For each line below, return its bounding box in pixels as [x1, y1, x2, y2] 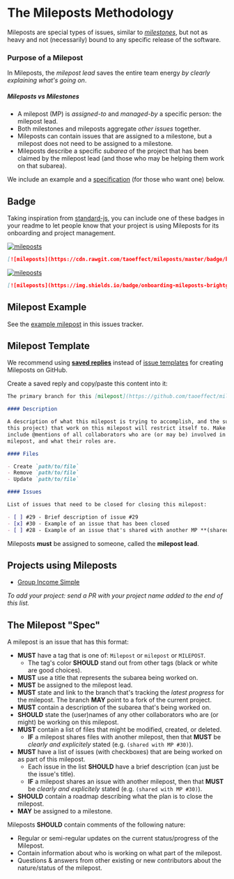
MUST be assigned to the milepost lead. [17, 681, 133, 689]
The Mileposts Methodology [7, 5, 174, 21]
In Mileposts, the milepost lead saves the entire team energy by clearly [7, 68, 210, 77]
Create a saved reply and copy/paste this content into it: [7, 379, 169, 388]
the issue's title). [27, 770, 75, 778]
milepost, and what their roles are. [7, 438, 117, 445]
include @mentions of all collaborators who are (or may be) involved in [7, 431, 226, 438]
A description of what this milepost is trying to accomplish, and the [7, 418, 219, 425]
